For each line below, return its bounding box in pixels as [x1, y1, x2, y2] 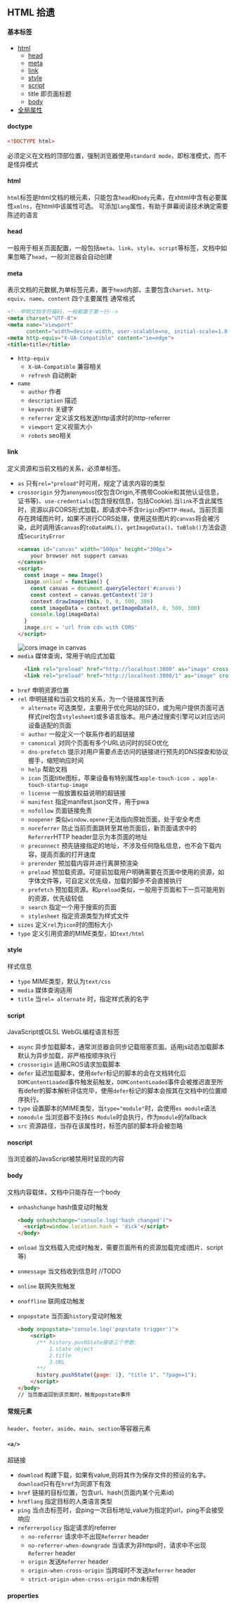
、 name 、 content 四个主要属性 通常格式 [22, 294, 136, 303]
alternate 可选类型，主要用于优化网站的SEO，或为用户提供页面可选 [27, 703, 225, 712]
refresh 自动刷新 [27, 371, 77, 379]
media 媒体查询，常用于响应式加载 [17, 651, 116, 660]
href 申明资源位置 [17, 686, 70, 694]
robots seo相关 [27, 431, 72, 439]
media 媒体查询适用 [17, 986, 72, 994]
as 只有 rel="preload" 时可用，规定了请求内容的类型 [17, 479, 166, 487]
